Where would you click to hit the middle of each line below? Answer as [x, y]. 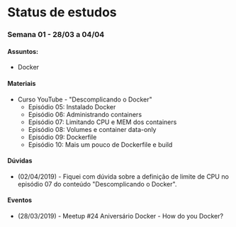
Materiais [22, 83]
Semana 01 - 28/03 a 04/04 [56, 35]
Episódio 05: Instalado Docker [72, 106]
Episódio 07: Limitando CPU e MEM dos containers [102, 122]
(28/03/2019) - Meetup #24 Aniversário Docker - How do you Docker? [120, 216]
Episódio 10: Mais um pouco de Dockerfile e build [100, 144]
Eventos [20, 200]
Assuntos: [23, 51]
